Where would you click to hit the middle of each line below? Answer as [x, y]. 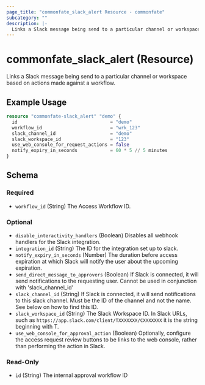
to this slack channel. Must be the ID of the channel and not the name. [103, 300]
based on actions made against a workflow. [61, 83]
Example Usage [37, 102]
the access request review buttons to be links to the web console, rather [106, 339]
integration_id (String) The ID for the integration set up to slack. [97, 248]
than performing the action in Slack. [60, 346]
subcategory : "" [27, 18]
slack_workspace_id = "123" [71, 139]
